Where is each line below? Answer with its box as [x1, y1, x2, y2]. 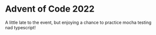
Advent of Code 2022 [5, 3, 95, 15]
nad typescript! [5, 24, 36, 30]
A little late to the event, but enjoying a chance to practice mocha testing [5, 19, 152, 25]
